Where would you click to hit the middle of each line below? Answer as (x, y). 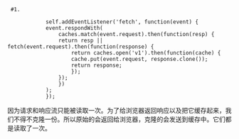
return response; (96, 65)
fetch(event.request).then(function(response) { (81, 47)
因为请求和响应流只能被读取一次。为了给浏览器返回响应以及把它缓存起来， (116, 110)
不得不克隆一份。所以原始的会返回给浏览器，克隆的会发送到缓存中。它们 (119, 119)
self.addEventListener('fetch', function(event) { (122, 22)
